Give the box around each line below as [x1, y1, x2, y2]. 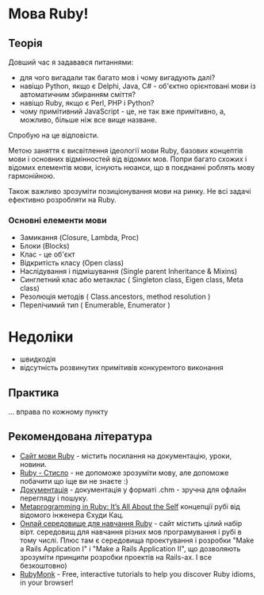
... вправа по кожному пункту [8, 407, 109, 417]
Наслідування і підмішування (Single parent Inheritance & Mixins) [19, 267, 238, 276]
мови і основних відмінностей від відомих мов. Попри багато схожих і [8, 154, 247, 164]
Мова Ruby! [8, 5, 89, 23]
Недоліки [8, 328, 74, 346]
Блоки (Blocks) [19, 241, 70, 251]
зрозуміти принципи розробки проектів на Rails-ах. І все [19, 552, 212, 562]
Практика [8, 386, 59, 400]
